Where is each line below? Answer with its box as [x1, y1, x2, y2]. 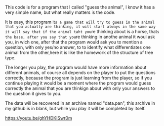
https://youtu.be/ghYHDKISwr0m [5, 115, 73, 121]
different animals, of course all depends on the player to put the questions [5, 70, 156, 76]
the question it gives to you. [5, 91, 62, 96]
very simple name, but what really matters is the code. [5, 9, 116, 15]
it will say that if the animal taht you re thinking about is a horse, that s [5, 29, 160, 34]
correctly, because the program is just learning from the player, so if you [5, 75, 152, 81]
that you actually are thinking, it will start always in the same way [5, 24, 156, 29]
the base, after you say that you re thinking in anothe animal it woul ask [5, 34, 155, 40]
